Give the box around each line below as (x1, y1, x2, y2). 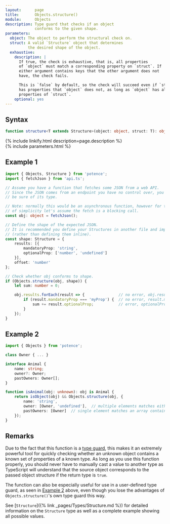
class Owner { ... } (5, 352, 49, 357)
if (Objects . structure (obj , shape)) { (5, 278, 87, 284)
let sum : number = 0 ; (14, 283, 60, 289)
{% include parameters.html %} (5, 143, 71, 149)
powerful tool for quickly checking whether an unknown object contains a (5, 451, 159, 457)
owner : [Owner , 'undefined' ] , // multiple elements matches (23, 404, 155, 409)
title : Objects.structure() (5, 12, 78, 17)
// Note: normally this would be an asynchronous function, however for (5, 204, 162, 209)
